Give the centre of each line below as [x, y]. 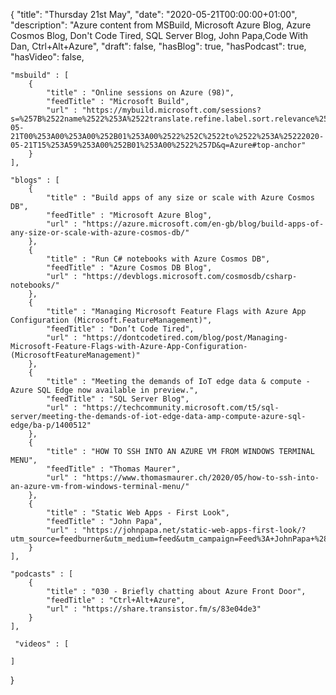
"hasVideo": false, [47, 57]
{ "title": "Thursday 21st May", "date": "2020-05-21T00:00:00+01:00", [154, 14]
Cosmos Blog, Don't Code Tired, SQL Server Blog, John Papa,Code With [159, 35]
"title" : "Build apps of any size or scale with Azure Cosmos [180, 198]
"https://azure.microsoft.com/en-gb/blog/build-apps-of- [203, 224]
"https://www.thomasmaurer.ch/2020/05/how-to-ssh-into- [200, 478]
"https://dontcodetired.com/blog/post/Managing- [184, 338]
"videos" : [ [42, 644]
